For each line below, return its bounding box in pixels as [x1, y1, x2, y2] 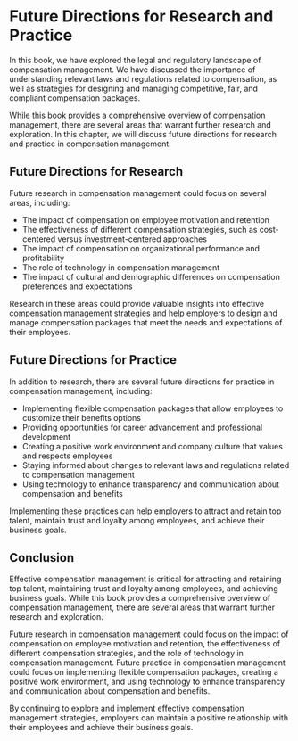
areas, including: [9, 197, 70, 208]
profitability [21, 252, 65, 263]
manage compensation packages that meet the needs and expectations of [9, 317, 283, 327]
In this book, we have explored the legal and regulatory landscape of [9, 54, 261, 65]
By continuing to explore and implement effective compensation [9, 703, 244, 714]
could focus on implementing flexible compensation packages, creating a [9, 667, 279, 678]
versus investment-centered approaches [57, 234, 208, 244]
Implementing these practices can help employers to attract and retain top [9, 506, 282, 516]
